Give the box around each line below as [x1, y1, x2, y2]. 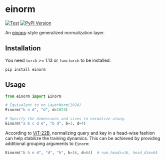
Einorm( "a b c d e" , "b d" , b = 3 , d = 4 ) [5, 121, 86, 126]
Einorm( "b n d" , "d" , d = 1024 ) [5, 107, 68, 113]
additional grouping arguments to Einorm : [5, 141, 90, 147]
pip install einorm [5, 67, 46, 72]
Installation [5, 44, 41, 53]
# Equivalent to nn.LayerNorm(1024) [5, 103, 81, 108]
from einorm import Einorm [5, 94, 61, 99]
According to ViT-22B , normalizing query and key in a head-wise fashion [5, 130, 155, 136]
